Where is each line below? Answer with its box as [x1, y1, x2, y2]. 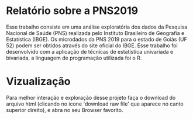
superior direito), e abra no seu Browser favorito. [6, 106, 123, 113]
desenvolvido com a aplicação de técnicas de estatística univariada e [6, 48, 174, 55]
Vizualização [6, 75, 71, 88]
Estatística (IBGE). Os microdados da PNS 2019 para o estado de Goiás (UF [6, 36, 187, 43]
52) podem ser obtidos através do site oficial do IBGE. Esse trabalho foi [6, 42, 178, 49]
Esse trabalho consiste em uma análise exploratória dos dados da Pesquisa [6, 23, 188, 30]
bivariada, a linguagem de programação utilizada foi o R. [6, 54, 142, 61]
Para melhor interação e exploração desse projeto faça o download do [6, 94, 176, 101]
